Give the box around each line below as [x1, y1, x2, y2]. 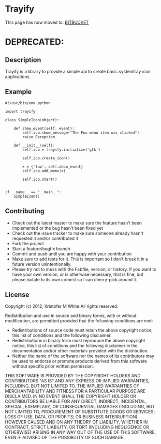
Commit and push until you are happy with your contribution [12, 251, 132, 256]
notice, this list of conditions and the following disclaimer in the [12, 343, 138, 349]
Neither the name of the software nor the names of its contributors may [12, 353, 155, 359]
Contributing [5, 207, 44, 215]
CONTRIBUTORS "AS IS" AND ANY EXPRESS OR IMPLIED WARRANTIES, [5, 378, 150, 384]
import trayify [5, 109, 36, 114]
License [5, 290, 29, 299]
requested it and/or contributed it [12, 235, 78, 241]
